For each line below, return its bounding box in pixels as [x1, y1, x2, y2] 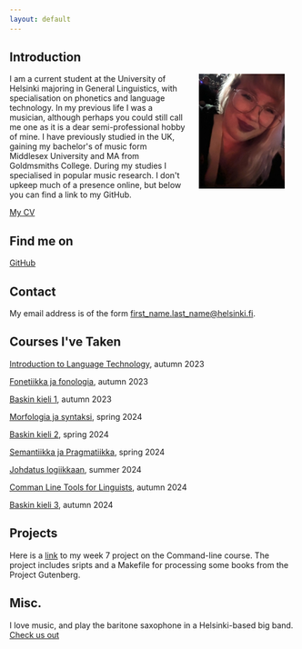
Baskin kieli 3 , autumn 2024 [9, 499, 114, 510]
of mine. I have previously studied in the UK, [9, 132, 176, 143]
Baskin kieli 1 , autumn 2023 [9, 394, 112, 404]
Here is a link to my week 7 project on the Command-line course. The [9, 550, 270, 561]
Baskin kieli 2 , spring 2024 [9, 428, 109, 440]
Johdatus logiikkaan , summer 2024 [9, 464, 143, 474]
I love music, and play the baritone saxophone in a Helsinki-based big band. [9, 619, 294, 631]
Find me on [9, 233, 74, 249]
